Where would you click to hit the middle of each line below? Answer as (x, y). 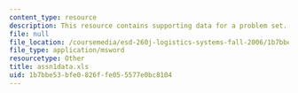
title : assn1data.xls (49, 67)
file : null (29, 34)
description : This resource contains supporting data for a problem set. (149, 26)
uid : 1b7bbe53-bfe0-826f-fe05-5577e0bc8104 (91, 75)
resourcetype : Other (47, 58)
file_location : (37, 42)
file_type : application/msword (67, 50)
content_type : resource (53, 17)
